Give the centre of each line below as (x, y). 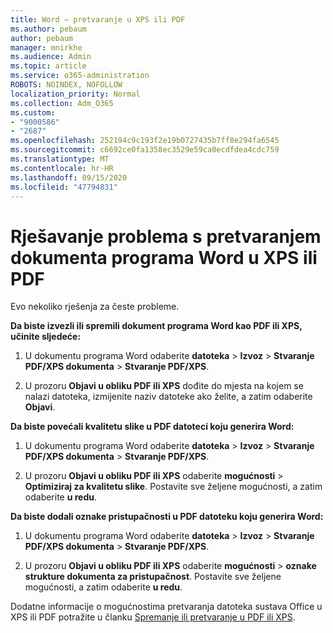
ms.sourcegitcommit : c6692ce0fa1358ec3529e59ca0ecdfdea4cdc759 (145, 150)
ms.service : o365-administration (80, 76)
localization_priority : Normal (75, 94)
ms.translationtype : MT (60, 159)
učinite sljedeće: (46, 337)
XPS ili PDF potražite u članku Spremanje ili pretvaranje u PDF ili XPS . (153, 617)
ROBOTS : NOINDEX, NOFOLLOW (66, 85)
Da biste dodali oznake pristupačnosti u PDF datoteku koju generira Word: (167, 517)
